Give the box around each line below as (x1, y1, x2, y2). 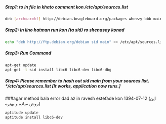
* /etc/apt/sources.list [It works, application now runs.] (5, 83, 121, 89)
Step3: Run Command (5, 50, 52, 56)
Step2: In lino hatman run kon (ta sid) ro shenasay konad (5, 27, 124, 33)
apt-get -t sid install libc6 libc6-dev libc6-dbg (5, 67, 112, 72)
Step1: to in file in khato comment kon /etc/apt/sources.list (5, 4, 128, 10)
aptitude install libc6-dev (5, 115, 63, 120)
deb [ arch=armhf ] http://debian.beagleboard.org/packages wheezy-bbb (5, 16, 152, 21)
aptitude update (5, 110, 39, 116)
